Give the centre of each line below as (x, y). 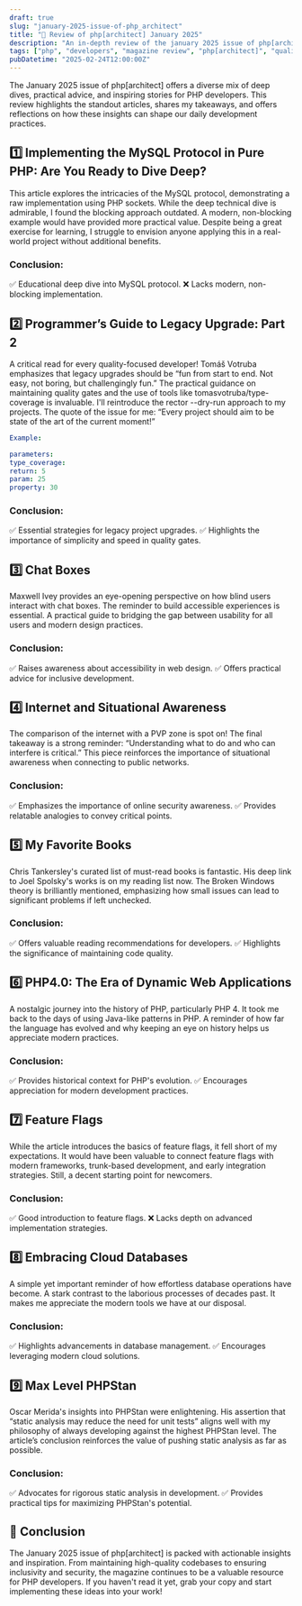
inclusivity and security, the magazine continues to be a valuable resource (147, 1573)
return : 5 (28, 471)
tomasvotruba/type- (232, 392)
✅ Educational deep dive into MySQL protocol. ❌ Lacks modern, (128, 284)
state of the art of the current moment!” (82, 421)
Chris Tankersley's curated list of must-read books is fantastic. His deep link (151, 871)
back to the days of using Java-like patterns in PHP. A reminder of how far (147, 1018)
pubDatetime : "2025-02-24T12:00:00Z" (80, 59)
